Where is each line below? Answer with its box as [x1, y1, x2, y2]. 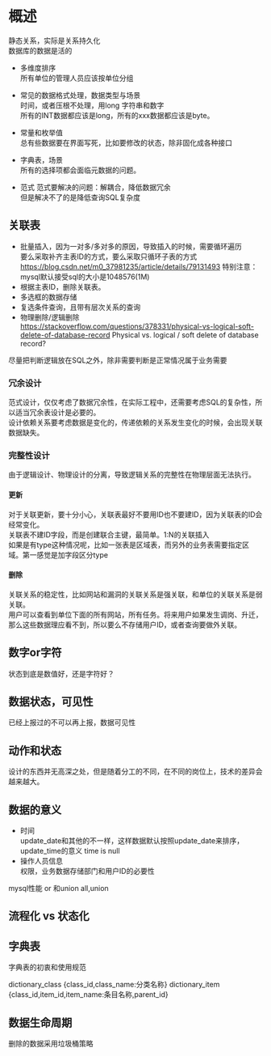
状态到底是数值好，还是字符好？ [8, 668, 115, 678]
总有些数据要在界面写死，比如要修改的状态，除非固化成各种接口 [19, 138, 232, 147]
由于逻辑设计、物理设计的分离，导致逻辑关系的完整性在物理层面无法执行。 [8, 470, 256, 480]
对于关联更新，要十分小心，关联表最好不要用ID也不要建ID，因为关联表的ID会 [8, 509, 263, 519]
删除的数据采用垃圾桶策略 [8, 1039, 94, 1049]
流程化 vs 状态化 [8, 910, 90, 923]
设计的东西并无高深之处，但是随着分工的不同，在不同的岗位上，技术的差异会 [8, 766, 263, 777]
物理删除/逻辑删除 [19, 312, 80, 322]
